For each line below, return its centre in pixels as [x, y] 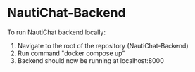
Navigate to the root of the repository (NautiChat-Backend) [103, 45]
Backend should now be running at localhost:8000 [90, 60]
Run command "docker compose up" [71, 53]
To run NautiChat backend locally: [56, 32]
